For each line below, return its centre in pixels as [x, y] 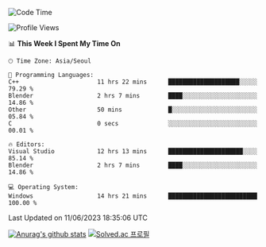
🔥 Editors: [27, 145]
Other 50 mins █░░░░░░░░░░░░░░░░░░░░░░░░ [133, 110]
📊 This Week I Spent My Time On [64, 43]
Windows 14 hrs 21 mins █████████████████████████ [133, 196]
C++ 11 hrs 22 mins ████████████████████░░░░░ [133, 82]
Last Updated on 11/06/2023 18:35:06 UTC [78, 218]
